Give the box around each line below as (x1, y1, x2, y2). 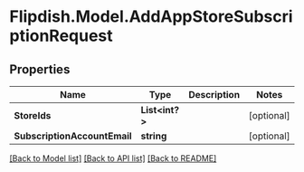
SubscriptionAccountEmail (14, 129, 133, 142)
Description (188, 89, 241, 100)
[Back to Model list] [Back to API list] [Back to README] (9, 153, 217, 164)
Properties (9, 62, 71, 77)
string (140, 129, 167, 142)
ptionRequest (9, 25, 113, 46)
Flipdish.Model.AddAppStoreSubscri (9, 6, 293, 27)
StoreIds (14, 110, 52, 121)
